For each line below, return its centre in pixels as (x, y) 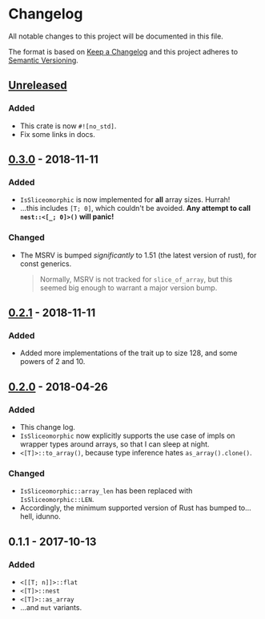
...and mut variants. (51, 607)
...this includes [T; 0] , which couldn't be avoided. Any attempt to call (135, 208)
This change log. (48, 427)
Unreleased (38, 85)
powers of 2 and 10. (52, 362)
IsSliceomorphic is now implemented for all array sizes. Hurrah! (125, 200)
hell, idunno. (40, 516)
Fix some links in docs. (58, 134)
